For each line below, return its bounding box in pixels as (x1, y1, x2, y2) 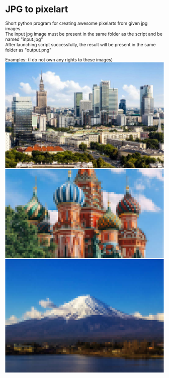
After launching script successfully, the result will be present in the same (5, 41, 156, 47)
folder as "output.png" (5, 47, 52, 53)
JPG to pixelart (5, 4, 68, 15)
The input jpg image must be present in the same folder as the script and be (5, 31, 162, 37)
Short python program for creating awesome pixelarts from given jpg (5, 20, 148, 26)
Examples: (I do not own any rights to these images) (5, 56, 113, 62)
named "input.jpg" (5, 36, 43, 42)
